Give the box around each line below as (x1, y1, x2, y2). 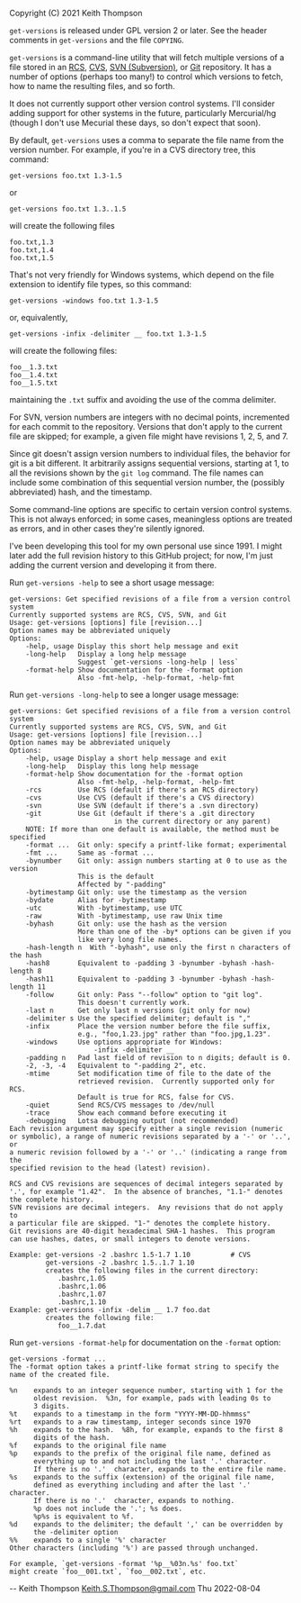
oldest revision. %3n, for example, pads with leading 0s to (32, 1394, 271, 1403)
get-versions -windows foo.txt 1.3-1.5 (9, 296, 159, 305)
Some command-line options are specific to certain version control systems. (9, 504, 292, 514)
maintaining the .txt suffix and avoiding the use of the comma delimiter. (9, 394, 277, 404)
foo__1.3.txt (9, 363, 58, 372)
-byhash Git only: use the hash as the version (25, 919, 227, 928)
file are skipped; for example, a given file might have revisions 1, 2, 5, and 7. (9, 431, 289, 441)
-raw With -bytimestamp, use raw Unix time (25, 911, 223, 920)
